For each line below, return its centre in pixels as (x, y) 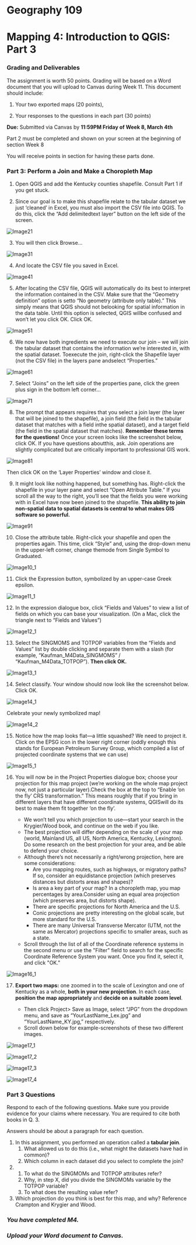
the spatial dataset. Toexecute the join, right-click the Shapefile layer (97, 354)
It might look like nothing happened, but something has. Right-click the (100, 483)
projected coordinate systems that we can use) (72, 754)
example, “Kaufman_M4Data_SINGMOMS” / (68, 655)
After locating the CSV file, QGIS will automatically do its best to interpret (103, 288)
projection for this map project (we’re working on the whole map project (101, 783)
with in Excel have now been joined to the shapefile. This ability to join (100, 502)
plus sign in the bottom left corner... (58, 389)
